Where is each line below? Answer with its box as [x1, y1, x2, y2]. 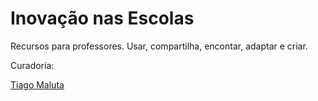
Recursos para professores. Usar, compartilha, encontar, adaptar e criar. [10, 40, 308, 52]
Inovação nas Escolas [10, 7, 195, 30]
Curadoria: [10, 59, 55, 71]
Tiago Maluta [10, 78, 65, 91]
